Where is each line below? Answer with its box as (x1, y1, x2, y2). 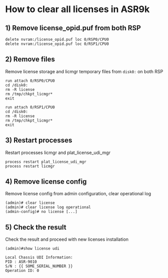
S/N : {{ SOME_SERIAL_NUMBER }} (5, 264, 73, 269)
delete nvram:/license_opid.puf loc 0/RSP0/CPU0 (5, 37, 109, 42)
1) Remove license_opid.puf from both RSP (5, 24, 141, 32)
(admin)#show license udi (5, 246, 59, 251)
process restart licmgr (5, 163, 55, 169)
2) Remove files (5, 55, 55, 64)
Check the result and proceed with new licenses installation (5, 236, 129, 243)
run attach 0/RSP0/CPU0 (5, 78, 55, 83)
